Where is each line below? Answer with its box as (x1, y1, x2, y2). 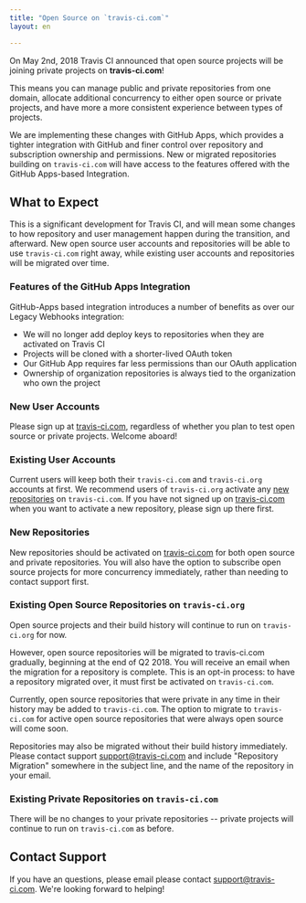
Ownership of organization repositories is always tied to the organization (22, 367, 296, 378)
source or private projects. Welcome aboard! (9, 430, 178, 441)
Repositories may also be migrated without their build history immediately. (9, 740, 288, 751)
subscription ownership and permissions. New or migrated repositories (9, 148, 277, 160)
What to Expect (9, 194, 99, 210)
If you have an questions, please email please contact (9, 874, 212, 885)
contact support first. (9, 576, 90, 587)
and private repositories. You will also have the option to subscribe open (9, 557, 281, 568)
